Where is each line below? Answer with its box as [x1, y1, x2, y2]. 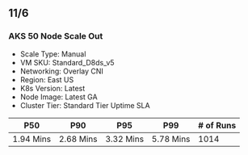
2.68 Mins [58, 133, 98, 145]
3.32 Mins [104, 133, 144, 145]
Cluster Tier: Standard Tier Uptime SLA [19, 100, 151, 110]
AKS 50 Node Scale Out [8, 31, 103, 42]
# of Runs [197, 119, 237, 131]
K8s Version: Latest [19, 83, 86, 93]
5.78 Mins [151, 133, 191, 145]
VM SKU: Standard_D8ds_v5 [19, 57, 115, 67]
